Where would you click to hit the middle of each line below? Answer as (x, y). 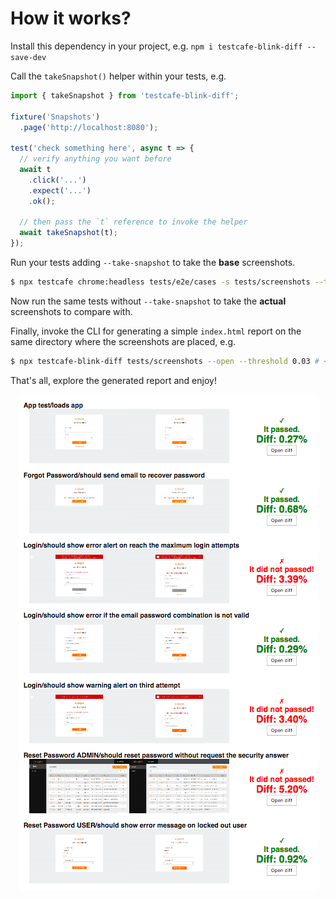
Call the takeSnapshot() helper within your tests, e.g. (118, 76)
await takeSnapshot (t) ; (68, 233)
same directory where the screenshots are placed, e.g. (123, 341)
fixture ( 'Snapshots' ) (55, 117)
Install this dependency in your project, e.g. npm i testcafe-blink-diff (156, 46)
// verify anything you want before (95, 159)
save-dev (28, 57)
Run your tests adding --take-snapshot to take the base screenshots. (153, 263)
